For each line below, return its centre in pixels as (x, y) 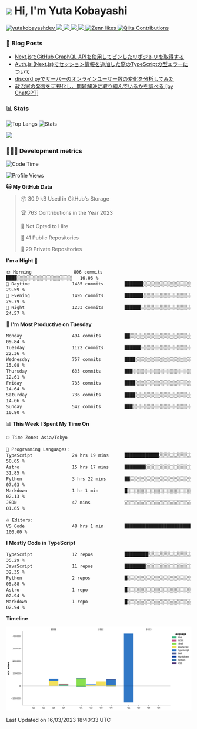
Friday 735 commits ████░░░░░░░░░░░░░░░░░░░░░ (98, 383)
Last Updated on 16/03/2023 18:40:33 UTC (59, 720)
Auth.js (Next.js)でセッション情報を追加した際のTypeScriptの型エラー (99, 64)
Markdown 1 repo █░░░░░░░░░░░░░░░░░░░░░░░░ (98, 602)
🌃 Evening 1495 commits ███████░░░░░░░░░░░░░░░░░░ (98, 295)
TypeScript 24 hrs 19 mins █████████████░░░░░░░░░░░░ (98, 455)
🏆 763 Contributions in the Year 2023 (67, 212)
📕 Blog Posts (24, 43)
